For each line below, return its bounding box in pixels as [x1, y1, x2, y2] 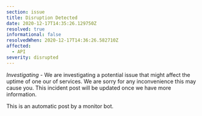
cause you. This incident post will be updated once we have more [6, 84, 171, 92]
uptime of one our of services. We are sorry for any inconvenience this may [6, 78, 197, 85]
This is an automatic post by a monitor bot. [6, 102, 114, 110]
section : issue [6, 9, 45, 15]
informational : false [6, 32, 62, 38]
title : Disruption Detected [6, 15, 78, 21]
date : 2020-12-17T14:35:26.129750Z [6, 20, 97, 26]
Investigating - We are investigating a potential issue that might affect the [6, 71, 190, 78]
